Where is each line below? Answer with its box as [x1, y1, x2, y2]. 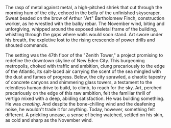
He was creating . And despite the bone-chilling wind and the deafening [5, 101, 156, 107]
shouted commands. [5, 42, 48, 48]
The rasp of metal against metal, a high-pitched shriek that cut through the [5, 5, 162, 10]
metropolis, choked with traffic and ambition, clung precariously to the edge [5, 63, 165, 69]
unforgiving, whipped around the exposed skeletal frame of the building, [5, 26, 157, 32]
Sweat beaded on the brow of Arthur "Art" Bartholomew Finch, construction [5, 15, 165, 21]
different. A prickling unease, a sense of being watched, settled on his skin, [5, 112, 164, 118]
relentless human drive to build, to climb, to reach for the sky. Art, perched [5, 85, 162, 91]
